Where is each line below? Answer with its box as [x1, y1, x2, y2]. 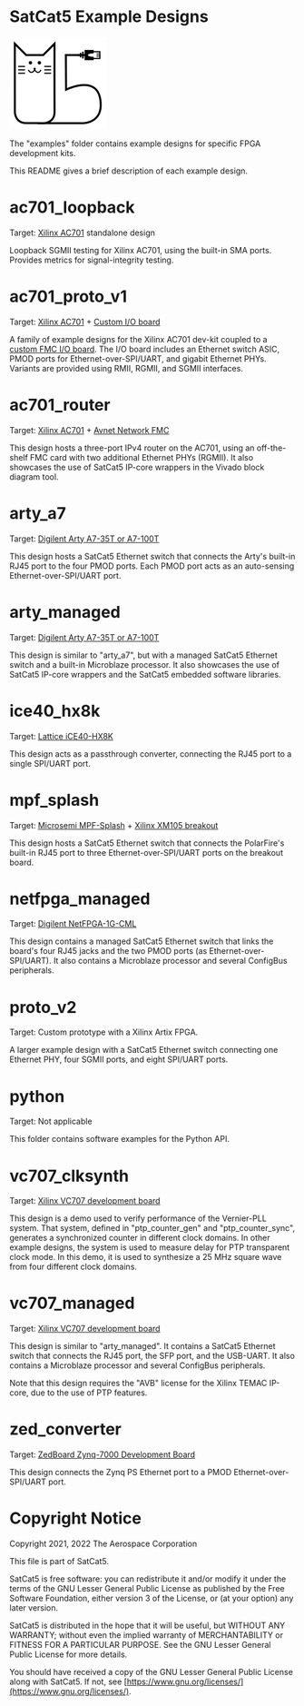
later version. [9, 1602, 59, 1613]
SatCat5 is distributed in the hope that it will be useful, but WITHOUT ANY [9, 1620, 286, 1632]
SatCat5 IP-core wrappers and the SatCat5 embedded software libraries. [9, 669, 281, 679]
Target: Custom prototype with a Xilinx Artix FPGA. [9, 1027, 199, 1037]
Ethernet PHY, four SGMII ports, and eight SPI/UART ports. [9, 1054, 229, 1065]
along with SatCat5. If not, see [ [9, 1676, 127, 1687]
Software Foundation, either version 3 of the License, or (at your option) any [9, 1592, 294, 1604]
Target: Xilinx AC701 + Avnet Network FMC [9, 424, 170, 435]
